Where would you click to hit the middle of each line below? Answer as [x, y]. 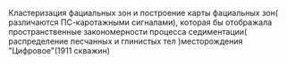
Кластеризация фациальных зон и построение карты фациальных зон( [143, 13]
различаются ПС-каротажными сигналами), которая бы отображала [140, 22]
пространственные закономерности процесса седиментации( [128, 32]
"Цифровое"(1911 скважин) [59, 51]
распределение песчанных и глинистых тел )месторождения [126, 41]
